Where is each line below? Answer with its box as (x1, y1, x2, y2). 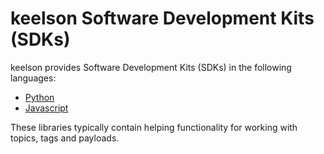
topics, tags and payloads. (10, 132, 120, 144)
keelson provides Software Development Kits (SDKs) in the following (10, 61, 292, 73)
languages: (10, 72, 57, 84)
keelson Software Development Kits (10, 7, 315, 30)
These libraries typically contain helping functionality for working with (10, 121, 298, 133)
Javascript (24, 102, 69, 114)
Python (24, 91, 55, 103)
